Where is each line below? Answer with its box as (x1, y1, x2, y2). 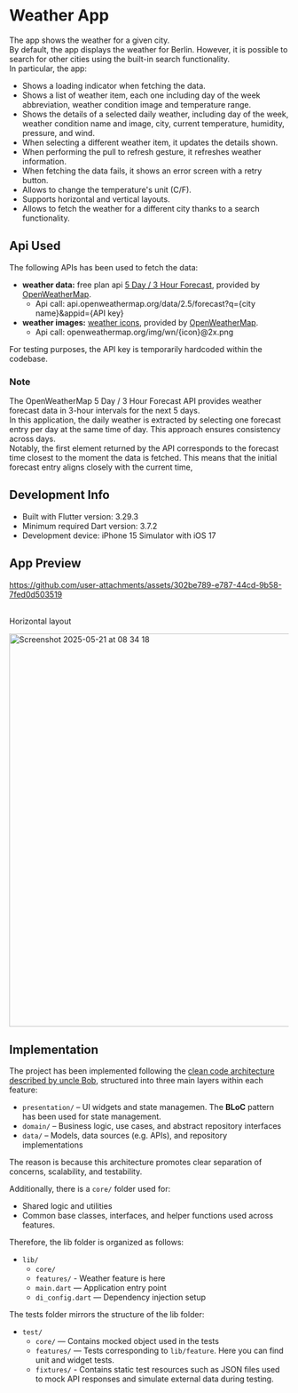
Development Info (9, 487, 110, 503)
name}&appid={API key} (35, 308, 124, 318)
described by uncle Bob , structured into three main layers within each (9, 1075, 263, 1086)
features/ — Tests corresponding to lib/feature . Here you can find (35, 1345, 284, 1357)
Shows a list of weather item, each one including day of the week (21, 90, 261, 101)
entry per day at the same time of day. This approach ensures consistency (9, 424, 281, 435)
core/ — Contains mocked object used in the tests (35, 1336, 220, 1347)
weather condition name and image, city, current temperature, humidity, (21, 117, 286, 129)
